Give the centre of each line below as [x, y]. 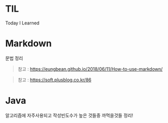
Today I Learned [22, 23]
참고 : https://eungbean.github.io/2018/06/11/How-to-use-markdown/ [90, 69]
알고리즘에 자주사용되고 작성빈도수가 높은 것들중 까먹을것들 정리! [69, 115]
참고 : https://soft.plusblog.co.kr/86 [54, 80]
